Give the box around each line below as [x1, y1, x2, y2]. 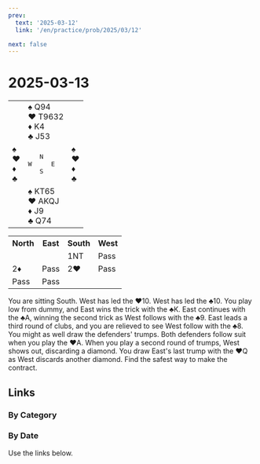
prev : [8, 11, 26, 20]
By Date [8, 430, 39, 441]
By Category [8, 409, 57, 420]
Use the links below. [8, 448, 73, 458]
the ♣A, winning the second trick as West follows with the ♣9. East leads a [8, 313, 247, 323]
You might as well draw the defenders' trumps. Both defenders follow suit [8, 330, 246, 339]
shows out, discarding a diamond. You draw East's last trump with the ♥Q [8, 346, 248, 356]
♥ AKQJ [27, 195, 60, 206]
